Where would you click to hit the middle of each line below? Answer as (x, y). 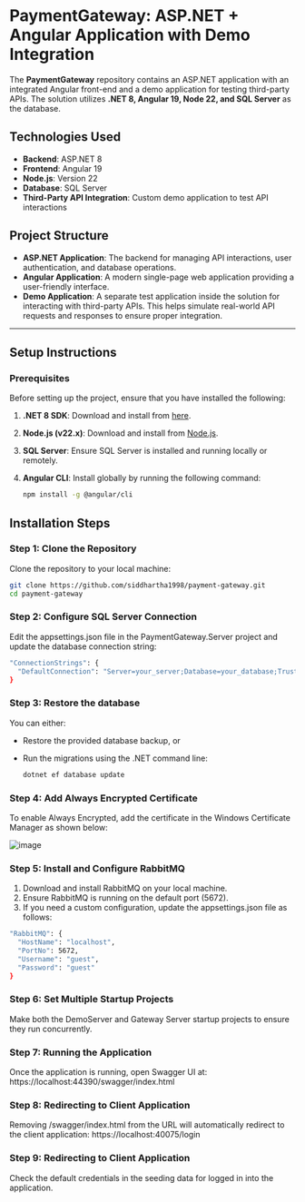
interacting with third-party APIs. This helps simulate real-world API (148, 306)
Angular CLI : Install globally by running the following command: (142, 478)
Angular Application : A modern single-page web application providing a (158, 277)
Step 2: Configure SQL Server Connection (103, 616)
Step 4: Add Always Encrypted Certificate (103, 798)
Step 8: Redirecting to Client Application (100, 1106)
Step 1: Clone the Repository (73, 548)
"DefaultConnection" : (59, 671)
